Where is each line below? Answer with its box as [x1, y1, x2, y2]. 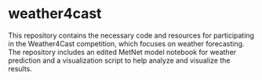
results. [8, 64, 33, 73]
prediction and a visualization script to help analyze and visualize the [8, 56, 231, 65]
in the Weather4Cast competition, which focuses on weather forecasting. [8, 38, 245, 48]
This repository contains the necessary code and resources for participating [8, 31, 255, 40]
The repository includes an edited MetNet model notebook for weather [8, 47, 237, 56]
